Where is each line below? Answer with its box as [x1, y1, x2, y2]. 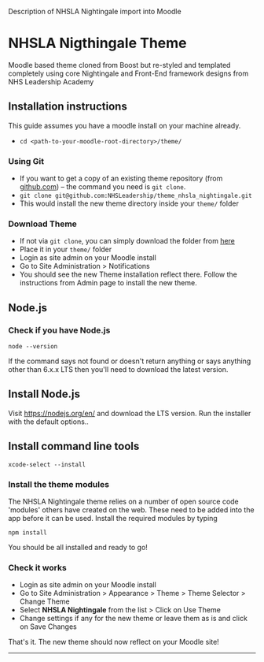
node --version [8, 343, 58, 351]
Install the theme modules [8, 478, 110, 489]
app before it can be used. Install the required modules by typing [8, 513, 218, 523]
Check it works [8, 562, 67, 573]
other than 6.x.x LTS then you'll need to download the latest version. [8, 365, 229, 374]
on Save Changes [19, 622, 77, 631]
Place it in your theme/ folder [19, 244, 112, 255]
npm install [8, 528, 47, 537]
